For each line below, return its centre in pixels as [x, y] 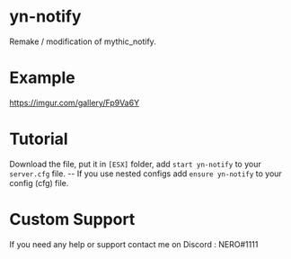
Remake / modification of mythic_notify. [83, 41]
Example [42, 78]
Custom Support [72, 219]
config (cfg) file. [39, 183]
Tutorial [39, 139]
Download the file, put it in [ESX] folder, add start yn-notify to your [136, 164]
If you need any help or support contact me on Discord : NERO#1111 [134, 244]
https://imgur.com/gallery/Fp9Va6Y [75, 103]
